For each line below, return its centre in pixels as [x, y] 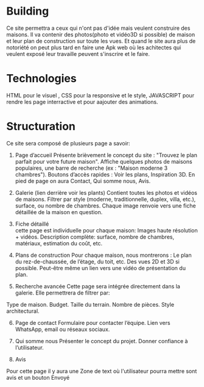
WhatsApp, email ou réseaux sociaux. [62, 329]
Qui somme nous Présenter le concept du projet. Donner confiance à [101, 341]
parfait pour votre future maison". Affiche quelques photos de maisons [104, 161]
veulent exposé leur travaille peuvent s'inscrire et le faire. [78, 54]
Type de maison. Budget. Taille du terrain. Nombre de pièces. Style [90, 304]
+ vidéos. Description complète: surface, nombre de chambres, [95, 237]
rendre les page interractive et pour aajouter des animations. [82, 102]
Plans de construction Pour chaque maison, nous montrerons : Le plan [103, 255]
